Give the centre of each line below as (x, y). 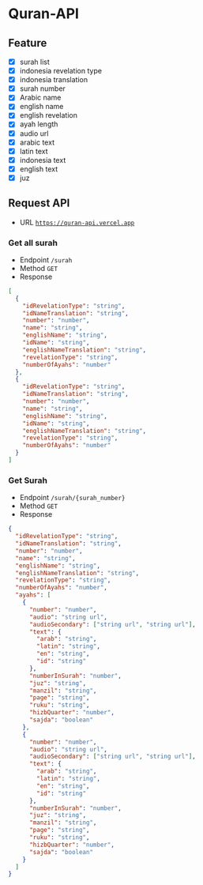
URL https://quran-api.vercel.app (77, 222)
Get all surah (33, 243)
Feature (28, 43)
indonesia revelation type (61, 71)
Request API (39, 203)
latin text (34, 151)
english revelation (48, 115)
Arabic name (40, 98)
